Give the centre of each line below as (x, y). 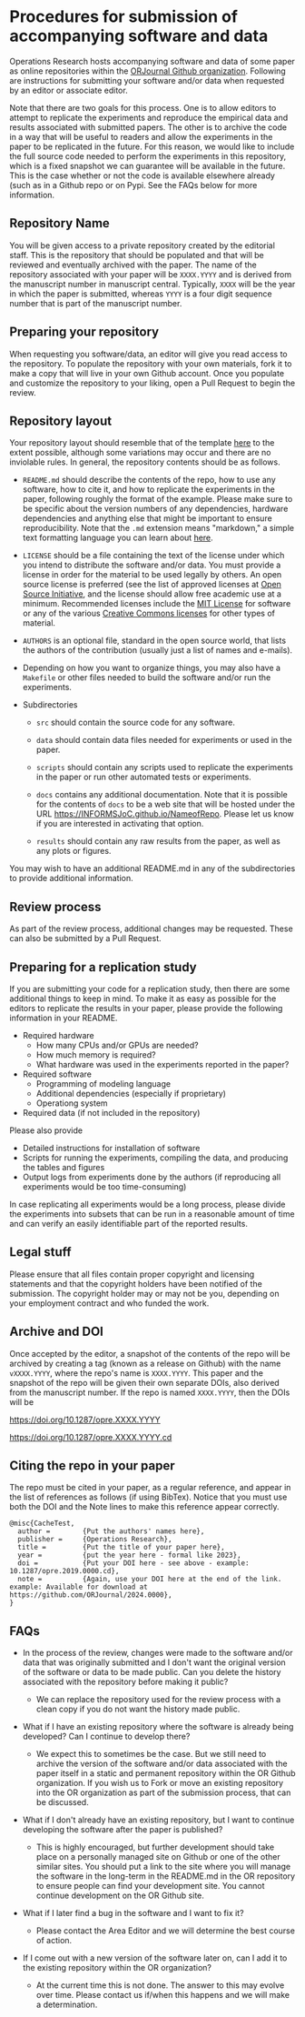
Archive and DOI (57, 1332)
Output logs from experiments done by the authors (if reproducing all (152, 1177)
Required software (57, 1074)
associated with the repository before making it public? (125, 1682)
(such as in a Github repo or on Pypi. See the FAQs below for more (133, 185)
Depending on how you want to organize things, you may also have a (152, 668)
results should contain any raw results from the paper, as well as (158, 841)
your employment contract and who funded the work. (109, 1303)
